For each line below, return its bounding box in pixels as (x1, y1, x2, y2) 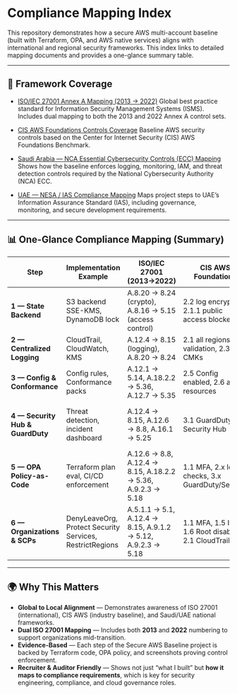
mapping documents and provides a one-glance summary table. (7, 51, 194, 59)
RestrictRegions (66, 540, 119, 550)
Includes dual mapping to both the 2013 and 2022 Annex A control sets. (17, 112, 226, 120)
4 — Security (11, 410, 56, 420)
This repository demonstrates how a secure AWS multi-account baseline (7, 28, 219, 37)
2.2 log (183, 296, 207, 306)
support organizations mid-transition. (17, 633, 126, 642)
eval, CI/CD (66, 470, 104, 480)
